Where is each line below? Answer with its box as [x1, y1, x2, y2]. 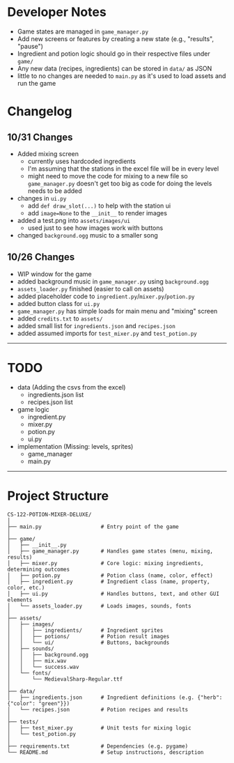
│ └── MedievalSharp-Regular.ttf [7, 675, 123, 683]
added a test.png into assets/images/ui [17, 216, 131, 224]
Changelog [7, 104, 72, 119]
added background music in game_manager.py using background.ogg [17, 277, 209, 286]
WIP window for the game [17, 270, 92, 278]
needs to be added [27, 186, 82, 195]
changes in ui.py [17, 194, 67, 202]
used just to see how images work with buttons [27, 224, 164, 232]
